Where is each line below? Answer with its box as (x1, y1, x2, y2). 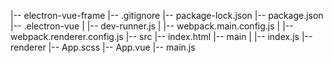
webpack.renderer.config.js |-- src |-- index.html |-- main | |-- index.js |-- (10, 31, 313, 42)
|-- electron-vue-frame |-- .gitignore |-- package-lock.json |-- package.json (10, 10, 324, 21)
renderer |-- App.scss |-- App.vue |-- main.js (10, 41, 196, 53)
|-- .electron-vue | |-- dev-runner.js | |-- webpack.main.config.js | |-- (10, 20, 294, 32)
